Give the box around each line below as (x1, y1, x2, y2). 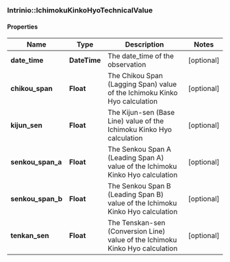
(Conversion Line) (107, 226, 166, 236)
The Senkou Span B (107, 181, 171, 191)
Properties (7, 23, 38, 31)
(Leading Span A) (107, 153, 164, 163)
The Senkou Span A (107, 144, 172, 154)
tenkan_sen (10, 231, 49, 241)
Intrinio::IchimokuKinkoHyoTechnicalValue (7, 5, 153, 15)
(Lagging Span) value (107, 79, 177, 89)
